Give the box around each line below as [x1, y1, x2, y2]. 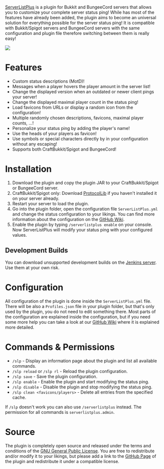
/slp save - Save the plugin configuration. [12, 374, 98, 379]
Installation [5, 163, 52, 175]
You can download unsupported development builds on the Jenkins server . [5, 259, 157, 265]
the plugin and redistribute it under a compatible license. [5, 458, 119, 464]
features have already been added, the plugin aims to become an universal [5, 15, 156, 20]
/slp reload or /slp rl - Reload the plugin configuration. [12, 368, 128, 374]
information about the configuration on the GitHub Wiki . [12, 216, 125, 222]
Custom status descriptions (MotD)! [12, 78, 85, 84]
